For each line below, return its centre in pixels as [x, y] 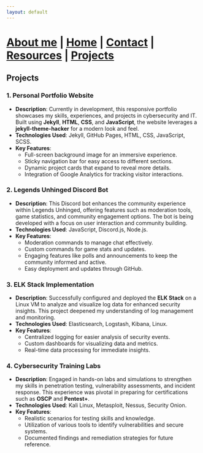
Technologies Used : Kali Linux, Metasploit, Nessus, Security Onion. [101, 405]
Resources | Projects [60, 55]
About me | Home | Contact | [80, 42]
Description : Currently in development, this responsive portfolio [96, 109]
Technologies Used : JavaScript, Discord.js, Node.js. [82, 229]
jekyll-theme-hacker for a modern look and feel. [77, 128]
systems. [36, 432]
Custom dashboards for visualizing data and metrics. [91, 344]
